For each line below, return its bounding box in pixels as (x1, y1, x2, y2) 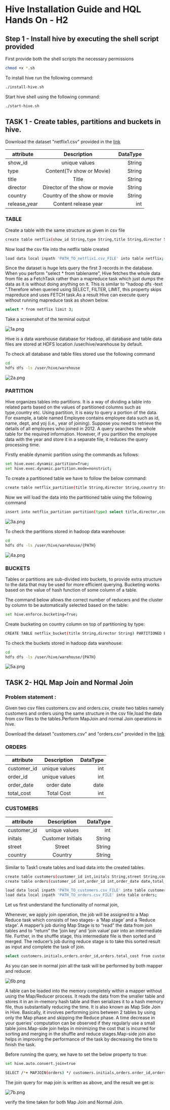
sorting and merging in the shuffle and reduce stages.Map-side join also (5, 1031, 156, 1037)
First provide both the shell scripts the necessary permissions (5, 56, 134, 62)
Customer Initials (42, 835, 82, 842)
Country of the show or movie (42, 192, 114, 199)
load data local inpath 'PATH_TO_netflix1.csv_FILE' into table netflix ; (5, 256, 164, 261)
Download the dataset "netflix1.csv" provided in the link (5, 139, 121, 145)
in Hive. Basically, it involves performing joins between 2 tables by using (5, 1009, 156, 1015)
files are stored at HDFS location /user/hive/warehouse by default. (5, 341, 143, 347)
